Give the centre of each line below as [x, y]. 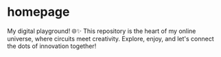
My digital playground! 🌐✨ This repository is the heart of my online [102, 31]
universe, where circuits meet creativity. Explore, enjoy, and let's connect [110, 38]
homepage [38, 12]
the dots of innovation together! [52, 46]
